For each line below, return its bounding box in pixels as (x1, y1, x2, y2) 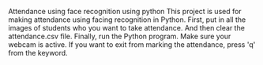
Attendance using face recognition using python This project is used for (8, 7, 242, 16)
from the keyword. (8, 49, 69, 57)
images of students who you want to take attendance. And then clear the (8, 23, 245, 32)
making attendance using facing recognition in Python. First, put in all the (8, 15, 246, 24)
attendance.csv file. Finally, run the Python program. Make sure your (8, 31, 231, 41)
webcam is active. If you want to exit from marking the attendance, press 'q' (8, 40, 256, 49)
